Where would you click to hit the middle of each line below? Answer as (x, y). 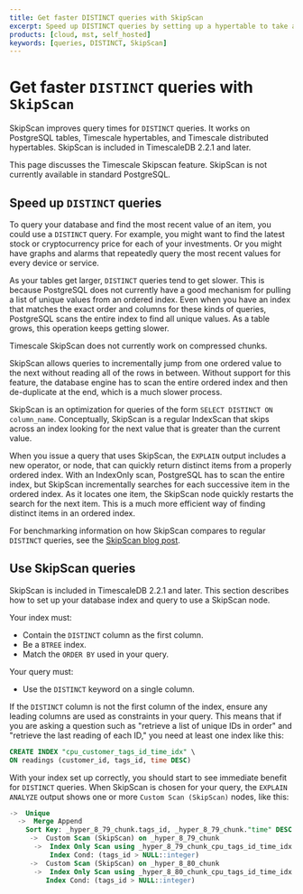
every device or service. (54, 263)
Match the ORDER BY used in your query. (96, 654)
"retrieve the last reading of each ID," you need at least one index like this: (147, 735)
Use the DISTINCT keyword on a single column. (109, 689)
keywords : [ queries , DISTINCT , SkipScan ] (88, 43)
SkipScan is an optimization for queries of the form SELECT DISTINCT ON (141, 410)
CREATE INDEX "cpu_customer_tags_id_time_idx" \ (102, 751)
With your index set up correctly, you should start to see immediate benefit (148, 778)
